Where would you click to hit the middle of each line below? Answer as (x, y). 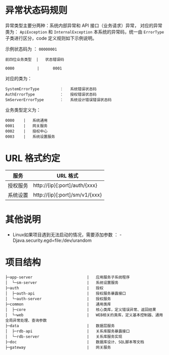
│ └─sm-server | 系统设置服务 (62, 282)
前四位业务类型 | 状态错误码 (35, 59)
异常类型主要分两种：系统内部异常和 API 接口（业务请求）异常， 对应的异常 (84, 25)
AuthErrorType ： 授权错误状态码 (51, 94)
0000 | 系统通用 (27, 120)
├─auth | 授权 (54, 288)
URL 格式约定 (33, 158)
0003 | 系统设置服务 (30, 137)
